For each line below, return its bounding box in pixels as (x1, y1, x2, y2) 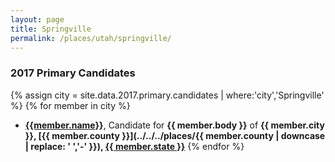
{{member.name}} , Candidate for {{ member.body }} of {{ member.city (24, 119, 325, 131)
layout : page (10, 14, 65, 25)
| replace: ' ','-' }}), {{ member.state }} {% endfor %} (24, 140, 245, 152)
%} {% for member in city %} (10, 99, 131, 111)
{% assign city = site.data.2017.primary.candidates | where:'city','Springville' (10, 89, 325, 101)
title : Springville (10, 24, 92, 34)
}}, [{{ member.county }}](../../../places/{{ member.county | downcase (24, 129, 326, 141)
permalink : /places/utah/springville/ (10, 33, 172, 43)
